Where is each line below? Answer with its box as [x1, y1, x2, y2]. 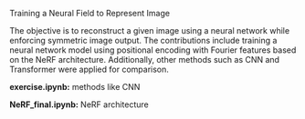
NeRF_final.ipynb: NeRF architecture [9, 99, 149, 110]
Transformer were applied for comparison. [9, 64, 169, 74]
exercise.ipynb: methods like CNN [9, 82, 141, 92]
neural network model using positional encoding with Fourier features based [9, 45, 297, 55]
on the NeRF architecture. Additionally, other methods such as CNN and [9, 55, 280, 64]
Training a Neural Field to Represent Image [9, 8, 171, 18]
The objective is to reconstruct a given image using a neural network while [9, 25, 290, 35]
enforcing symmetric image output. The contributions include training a [9, 35, 278, 45]
